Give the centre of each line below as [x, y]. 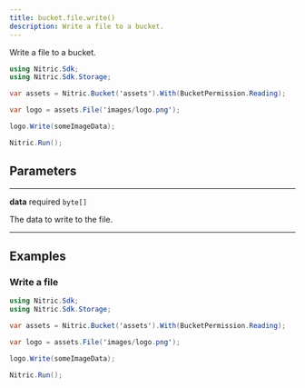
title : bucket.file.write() [63, 18]
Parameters [43, 171]
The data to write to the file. [61, 219]
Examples [38, 256]
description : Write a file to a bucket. [87, 26]
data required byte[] [49, 202]
